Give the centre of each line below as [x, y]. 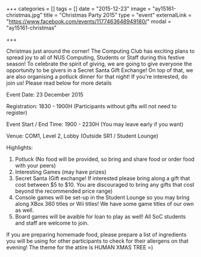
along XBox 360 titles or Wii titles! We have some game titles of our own [104, 204]
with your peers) [35, 165]
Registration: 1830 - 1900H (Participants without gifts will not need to [91, 106]
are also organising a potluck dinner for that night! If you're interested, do [97, 77]
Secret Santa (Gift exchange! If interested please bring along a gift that [103, 178]
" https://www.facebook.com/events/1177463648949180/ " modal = [89, 21]
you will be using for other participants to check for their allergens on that [97, 241]
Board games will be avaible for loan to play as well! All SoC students [100, 216]
